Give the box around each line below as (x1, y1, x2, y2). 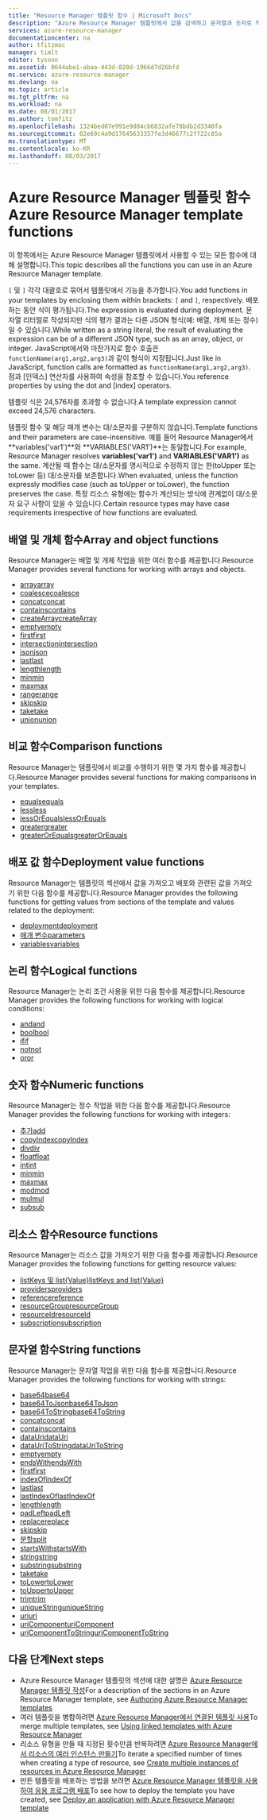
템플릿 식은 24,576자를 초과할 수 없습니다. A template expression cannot (8, 397, 237, 407)
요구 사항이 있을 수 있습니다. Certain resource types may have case (16, 499, 230, 508)
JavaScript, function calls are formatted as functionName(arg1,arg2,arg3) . (8, 362, 251, 372)
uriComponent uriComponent (19, 1619, 114, 1629)
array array (19, 580, 55, 589)
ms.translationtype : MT (8, 137, 87, 145)
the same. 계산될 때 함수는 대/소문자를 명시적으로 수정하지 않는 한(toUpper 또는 (8, 461, 257, 470)
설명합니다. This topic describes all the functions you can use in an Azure (16, 260, 253, 270)
